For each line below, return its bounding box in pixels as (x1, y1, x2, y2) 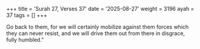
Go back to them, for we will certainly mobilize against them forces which (6, 24, 189, 30)
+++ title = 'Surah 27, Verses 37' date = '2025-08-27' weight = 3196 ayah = (6, 5, 195, 12)
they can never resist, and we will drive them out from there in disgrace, (6, 30, 185, 37)
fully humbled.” (6, 36, 44, 43)
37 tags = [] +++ (6, 11, 48, 19)
